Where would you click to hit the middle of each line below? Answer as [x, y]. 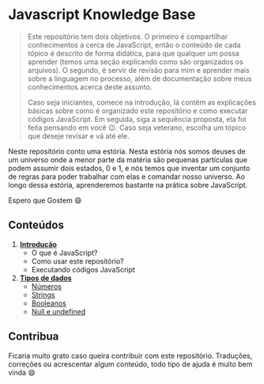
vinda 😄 [22, 372]
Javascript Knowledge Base [102, 15]
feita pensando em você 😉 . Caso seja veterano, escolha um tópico [137, 127]
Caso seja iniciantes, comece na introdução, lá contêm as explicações [142, 102]
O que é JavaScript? [64, 253]
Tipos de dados [46, 278]
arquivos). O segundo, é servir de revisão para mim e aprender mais [139, 70]
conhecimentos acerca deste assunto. [90, 87]
